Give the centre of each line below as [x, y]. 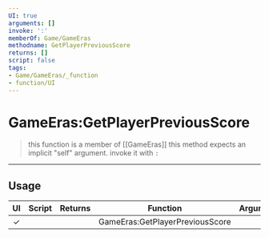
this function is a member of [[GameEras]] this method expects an [137, 144]
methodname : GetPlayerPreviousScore [69, 46]
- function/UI [32, 83]
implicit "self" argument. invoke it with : [93, 153]
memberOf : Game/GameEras [50, 38]
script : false [32, 61]
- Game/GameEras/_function [53, 75]
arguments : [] [32, 23]
